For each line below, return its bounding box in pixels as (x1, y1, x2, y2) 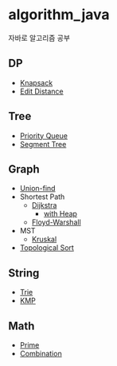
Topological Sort (19, 243, 74, 253)
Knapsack (19, 78, 53, 87)
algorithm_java (8, 6, 110, 24)
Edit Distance (19, 86, 64, 96)
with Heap (43, 209, 78, 219)
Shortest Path (19, 192, 65, 201)
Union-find (19, 184, 56, 193)
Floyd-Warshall (31, 217, 81, 227)
